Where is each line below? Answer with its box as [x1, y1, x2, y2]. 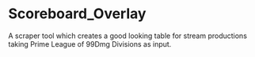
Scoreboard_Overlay [8, 5, 147, 23]
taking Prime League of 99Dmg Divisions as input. [8, 39, 172, 48]
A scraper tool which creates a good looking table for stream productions [8, 31, 248, 40]
